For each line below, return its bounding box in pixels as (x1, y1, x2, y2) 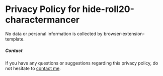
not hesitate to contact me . (5, 65, 61, 71)
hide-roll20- (82, 3, 135, 15)
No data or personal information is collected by (5, 30, 103, 36)
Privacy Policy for (5, 3, 80, 15)
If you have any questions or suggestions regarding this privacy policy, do (5, 60, 158, 66)
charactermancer (5, 14, 79, 25)
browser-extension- (103, 30, 145, 36)
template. (5, 36, 25, 42)
